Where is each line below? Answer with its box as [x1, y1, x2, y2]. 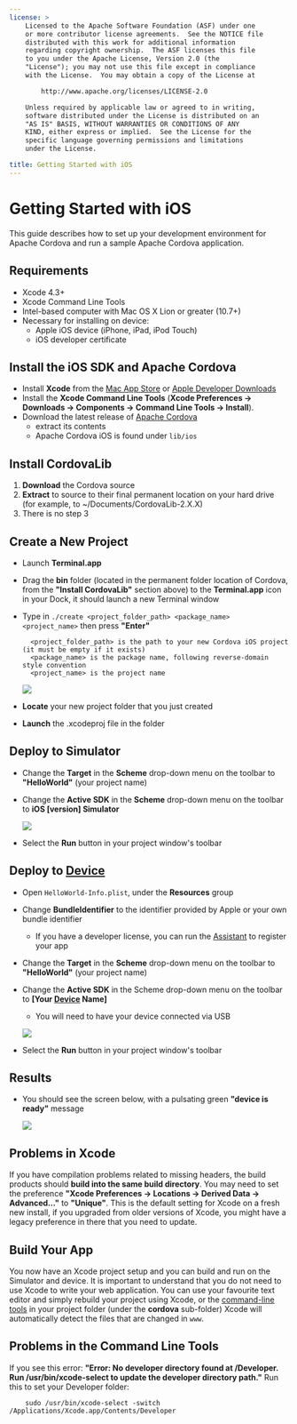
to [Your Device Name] [21, 993, 108, 1004]
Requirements [9, 263, 89, 278]
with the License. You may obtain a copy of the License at [25, 71, 255, 80]
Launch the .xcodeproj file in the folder [21, 717, 166, 729]
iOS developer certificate [35, 334, 127, 345]
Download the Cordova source [21, 480, 136, 491]
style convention [21, 660, 87, 669]
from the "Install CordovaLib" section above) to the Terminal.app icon [21, 584, 282, 595]
